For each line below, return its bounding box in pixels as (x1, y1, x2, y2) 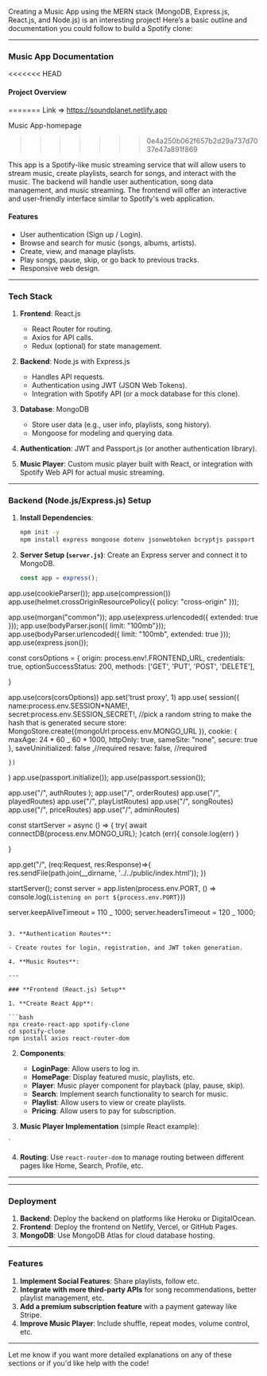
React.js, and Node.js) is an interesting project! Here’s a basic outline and (8, 15, 248, 25)
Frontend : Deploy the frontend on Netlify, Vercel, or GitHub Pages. (19, 1222, 238, 1232)
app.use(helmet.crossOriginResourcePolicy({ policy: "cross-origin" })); (8, 596, 240, 606)
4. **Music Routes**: (8, 957, 80, 966)
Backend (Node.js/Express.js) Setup (8, 494, 152, 506)
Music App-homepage (8, 120, 82, 130)
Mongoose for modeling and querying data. (31, 428, 175, 437)
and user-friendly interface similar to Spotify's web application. (8, 193, 215, 203)
